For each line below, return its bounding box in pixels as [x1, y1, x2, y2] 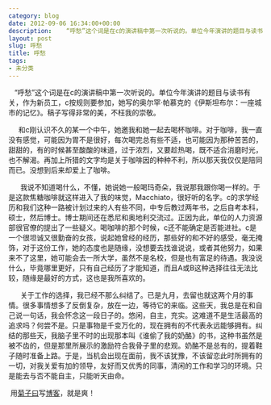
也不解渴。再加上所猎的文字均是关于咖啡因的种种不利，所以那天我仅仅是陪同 [8, 155, 263, 165]
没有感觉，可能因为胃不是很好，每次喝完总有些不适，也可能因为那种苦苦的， [8, 135, 263, 144]
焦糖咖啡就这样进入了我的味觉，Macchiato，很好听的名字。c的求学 [29, 192, 252, 202]
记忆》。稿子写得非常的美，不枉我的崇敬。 [22, 107, 161, 117]
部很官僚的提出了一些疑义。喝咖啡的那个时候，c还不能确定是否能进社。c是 [8, 223, 256, 232]
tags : [8, 57, 27, 65]
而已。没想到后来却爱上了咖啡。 [8, 165, 115, 174]
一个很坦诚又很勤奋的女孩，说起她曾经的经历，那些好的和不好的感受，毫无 [8, 232, 256, 242]
